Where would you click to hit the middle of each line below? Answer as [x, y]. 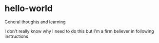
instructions [17, 36]
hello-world [29, 8]
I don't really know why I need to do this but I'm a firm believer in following [79, 31]
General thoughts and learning [35, 22]
